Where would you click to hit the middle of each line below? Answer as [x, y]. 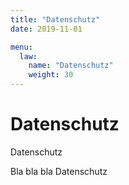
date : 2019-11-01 [46, 29]
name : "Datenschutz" [71, 66]
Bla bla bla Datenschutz [59, 171]
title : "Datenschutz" [55, 19]
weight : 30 [51, 75]
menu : [21, 47]
